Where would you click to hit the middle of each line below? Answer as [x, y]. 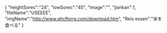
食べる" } [14, 25]
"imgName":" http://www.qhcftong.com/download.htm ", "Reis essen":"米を [83, 19]
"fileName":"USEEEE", [28, 13]
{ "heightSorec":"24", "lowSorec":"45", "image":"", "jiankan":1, [70, 7]
